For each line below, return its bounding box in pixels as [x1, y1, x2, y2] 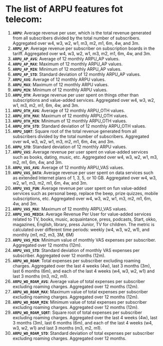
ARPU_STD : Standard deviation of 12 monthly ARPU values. [12, 144, 127, 150]
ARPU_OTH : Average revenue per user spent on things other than [12, 92, 139, 98]
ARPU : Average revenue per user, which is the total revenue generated [12, 30, 151, 36]
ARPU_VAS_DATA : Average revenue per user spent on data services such [12, 170, 154, 175]
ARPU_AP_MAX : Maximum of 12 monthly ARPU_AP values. [12, 61, 123, 67]
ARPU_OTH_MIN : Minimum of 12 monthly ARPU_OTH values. [12, 118, 127, 124]
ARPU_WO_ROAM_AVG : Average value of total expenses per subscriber [12, 278, 145, 284]
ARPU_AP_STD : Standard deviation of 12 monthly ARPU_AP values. [12, 71, 141, 77]
